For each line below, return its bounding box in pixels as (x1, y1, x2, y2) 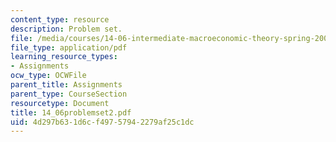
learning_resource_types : (10, 52, 118, 62)
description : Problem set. (10, 24, 123, 34)
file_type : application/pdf (10, 42, 128, 53)
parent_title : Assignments (10, 80, 123, 90)
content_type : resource (10, 14, 110, 25)
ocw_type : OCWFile (10, 71, 87, 81)
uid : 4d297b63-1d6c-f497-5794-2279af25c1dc (10, 117, 195, 127)
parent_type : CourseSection (10, 89, 128, 99)
